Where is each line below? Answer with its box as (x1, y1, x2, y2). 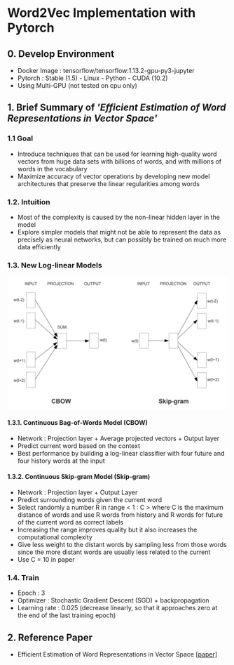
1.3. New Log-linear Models (7, 260, 103, 270)
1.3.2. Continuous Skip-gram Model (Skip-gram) (7, 473, 151, 481)
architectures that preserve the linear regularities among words (17, 179, 200, 187)
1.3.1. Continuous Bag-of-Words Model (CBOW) (7, 419, 149, 427)
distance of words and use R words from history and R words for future (17, 511, 223, 519)
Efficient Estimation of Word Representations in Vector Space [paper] (17, 650, 218, 659)
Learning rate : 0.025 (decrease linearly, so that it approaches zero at (17, 604, 218, 612)
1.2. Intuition (7, 197, 50, 206)
